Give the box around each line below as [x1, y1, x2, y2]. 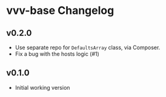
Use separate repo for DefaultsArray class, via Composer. [15, 44, 161, 51]
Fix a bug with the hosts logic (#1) [15, 50, 100, 58]
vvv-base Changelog [6, 4, 115, 18]
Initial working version [15, 84, 70, 91]
